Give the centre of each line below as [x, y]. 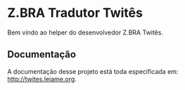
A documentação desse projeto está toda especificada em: [93, 71]
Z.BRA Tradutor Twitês [75, 13]
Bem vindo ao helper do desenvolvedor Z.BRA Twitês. [85, 32]
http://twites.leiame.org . [42, 79]
